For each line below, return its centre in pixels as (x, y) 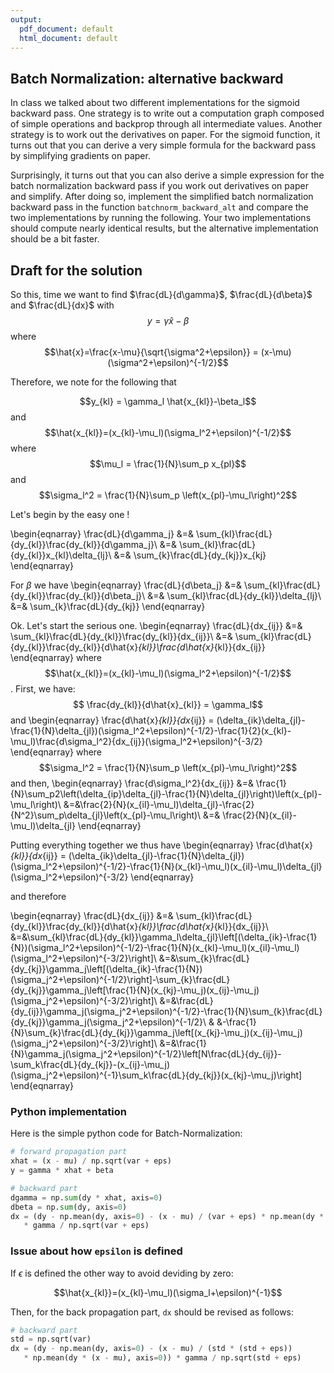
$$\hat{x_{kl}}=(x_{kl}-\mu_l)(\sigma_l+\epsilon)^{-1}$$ (168, 1292)
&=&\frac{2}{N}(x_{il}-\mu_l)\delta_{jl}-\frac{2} (159, 804)
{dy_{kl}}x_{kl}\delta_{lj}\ (61, 555)
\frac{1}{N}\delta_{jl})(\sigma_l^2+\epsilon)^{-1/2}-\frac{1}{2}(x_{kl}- (151, 730)
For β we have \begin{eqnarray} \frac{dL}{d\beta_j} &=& (126, 585)
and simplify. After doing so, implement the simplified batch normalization (162, 197)
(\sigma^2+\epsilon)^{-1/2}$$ (168, 362)
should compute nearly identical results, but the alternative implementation (164, 228)
